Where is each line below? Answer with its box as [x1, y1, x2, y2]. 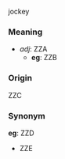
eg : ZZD [8, 128, 34, 138]
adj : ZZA [19, 44, 48, 54]
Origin [8, 73, 33, 84]
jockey [8, 7, 30, 16]
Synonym [8, 110, 45, 121]
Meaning [8, 26, 43, 37]
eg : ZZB [31, 53, 57, 62]
